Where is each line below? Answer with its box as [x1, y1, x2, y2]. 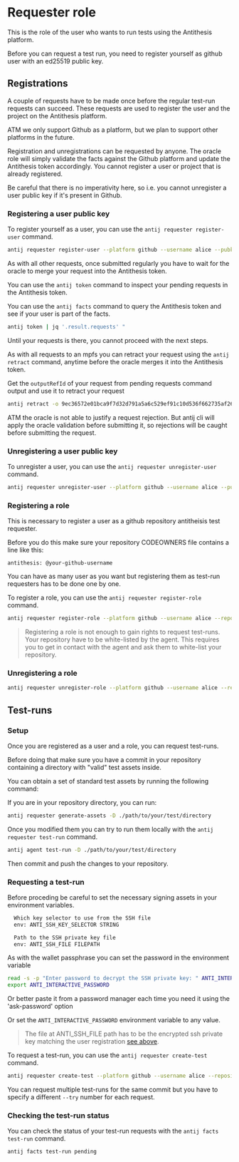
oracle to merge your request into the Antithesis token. [7, 267, 167, 275]
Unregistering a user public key [7, 446, 118, 456]
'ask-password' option [7, 1002, 73, 1011]
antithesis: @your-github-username [7, 560, 113, 567]
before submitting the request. [7, 428, 97, 437]
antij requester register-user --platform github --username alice [7, 247, 212, 254]
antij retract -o [7, 400, 59, 407]
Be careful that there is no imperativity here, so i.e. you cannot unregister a [7, 183, 227, 192]
